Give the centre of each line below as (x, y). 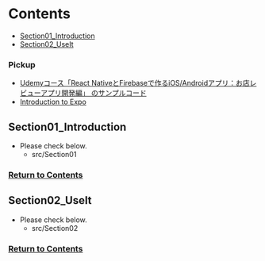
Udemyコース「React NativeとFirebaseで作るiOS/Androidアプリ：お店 (134, 83)
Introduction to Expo (53, 102)
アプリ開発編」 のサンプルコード (94, 93)
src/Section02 (55, 228)
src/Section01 (54, 155)
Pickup (22, 64)
